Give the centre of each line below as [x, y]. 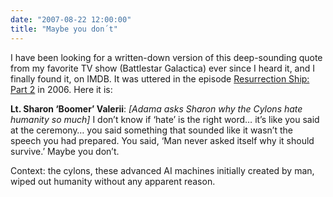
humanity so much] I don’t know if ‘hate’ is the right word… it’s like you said [165, 119]
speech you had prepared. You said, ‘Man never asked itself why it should [162, 140]
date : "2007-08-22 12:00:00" [71, 19]
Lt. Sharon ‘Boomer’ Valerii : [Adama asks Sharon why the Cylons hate [156, 108]
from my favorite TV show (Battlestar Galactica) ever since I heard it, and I [163, 68]
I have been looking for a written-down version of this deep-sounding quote [166, 57]
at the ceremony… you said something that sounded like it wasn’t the [151, 130]
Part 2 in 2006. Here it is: [61, 89]
